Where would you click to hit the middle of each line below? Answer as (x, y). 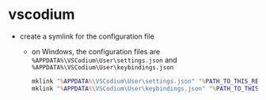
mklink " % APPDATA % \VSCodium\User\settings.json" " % (118, 81)
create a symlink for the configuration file (87, 36)
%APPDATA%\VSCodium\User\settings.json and (104, 60)
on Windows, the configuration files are (96, 51)
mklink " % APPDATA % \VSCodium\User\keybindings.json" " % (123, 88)
